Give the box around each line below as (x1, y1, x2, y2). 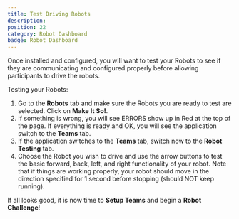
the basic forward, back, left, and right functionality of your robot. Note (17, 159, 227, 168)
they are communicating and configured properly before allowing (7, 64, 199, 73)
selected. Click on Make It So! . (17, 107, 108, 115)
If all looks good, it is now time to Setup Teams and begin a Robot (7, 196, 202, 205)
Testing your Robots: (7, 85, 68, 94)
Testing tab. (17, 144, 54, 153)
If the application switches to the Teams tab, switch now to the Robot (17, 137, 223, 146)
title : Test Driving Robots (7, 10, 91, 18)
